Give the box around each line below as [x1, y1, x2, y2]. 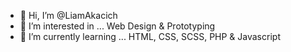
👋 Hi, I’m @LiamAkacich [19, 10, 118, 21]
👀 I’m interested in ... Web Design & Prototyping [19, 20, 216, 32]
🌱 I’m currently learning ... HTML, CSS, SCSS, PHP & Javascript [19, 31, 281, 42]
